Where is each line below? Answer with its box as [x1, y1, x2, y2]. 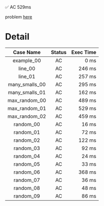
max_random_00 [7, 97, 47, 103]
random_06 [13, 169, 40, 176]
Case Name [13, 49, 41, 55]
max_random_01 [7, 105, 47, 112]
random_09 [13, 192, 40, 199]
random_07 [13, 177, 40, 183]
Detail [5, 31, 29, 42]
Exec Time [71, 49, 97, 55]
